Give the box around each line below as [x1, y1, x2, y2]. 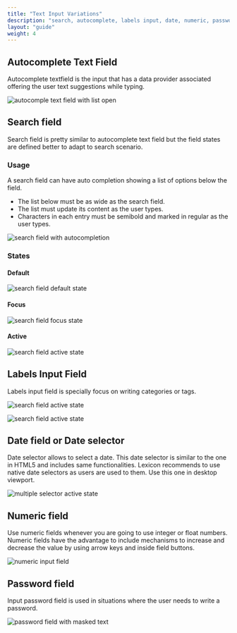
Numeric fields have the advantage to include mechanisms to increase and [7, 536, 225, 545]
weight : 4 [7, 30, 37, 37]
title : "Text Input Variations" [7, 10, 102, 18]
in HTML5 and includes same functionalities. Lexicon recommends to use [7, 461, 221, 469]
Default [7, 269, 30, 277]
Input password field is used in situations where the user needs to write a [7, 596, 220, 605]
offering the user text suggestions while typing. [7, 82, 145, 91]
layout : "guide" [7, 23, 55, 30]
